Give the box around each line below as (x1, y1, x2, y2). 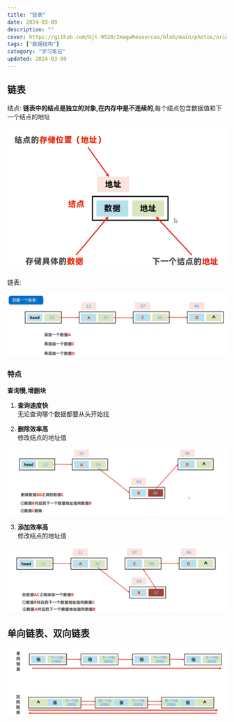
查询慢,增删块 (7, 386, 47, 395)
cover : (7, 34, 26, 40)
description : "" (7, 26, 54, 33)
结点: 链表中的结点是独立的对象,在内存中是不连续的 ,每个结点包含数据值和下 (7, 103, 222, 112)
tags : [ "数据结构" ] (7, 40, 60, 48)
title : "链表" (7, 11, 47, 18)
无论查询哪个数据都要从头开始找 (17, 410, 109, 418)
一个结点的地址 (7, 112, 50, 121)
